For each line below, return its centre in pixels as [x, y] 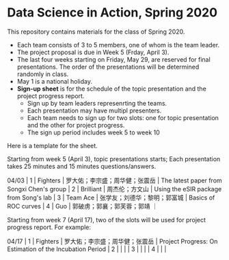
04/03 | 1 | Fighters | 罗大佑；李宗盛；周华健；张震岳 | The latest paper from [114, 180]
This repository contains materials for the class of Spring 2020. [96, 32]
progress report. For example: [49, 227]
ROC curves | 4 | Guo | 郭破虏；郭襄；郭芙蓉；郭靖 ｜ [83, 206]
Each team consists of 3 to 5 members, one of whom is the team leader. [118, 45]
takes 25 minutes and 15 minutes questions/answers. [82, 166]
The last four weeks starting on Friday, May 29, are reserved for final [113, 59]
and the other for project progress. [76, 125]
